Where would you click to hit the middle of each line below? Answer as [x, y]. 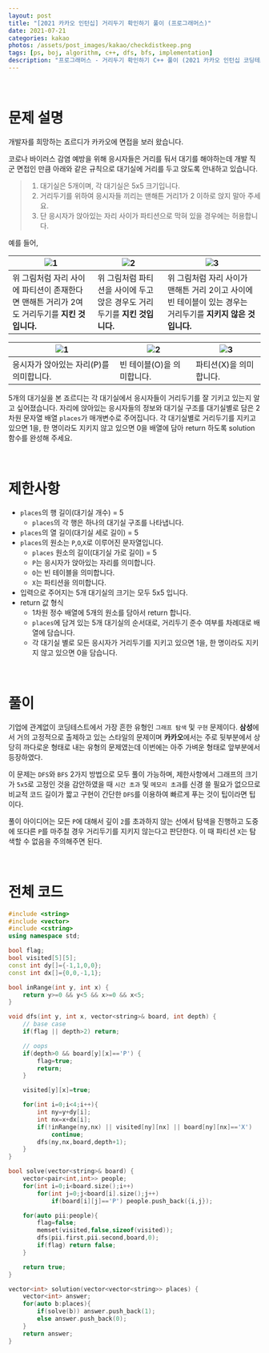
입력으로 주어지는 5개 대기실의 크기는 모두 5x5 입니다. [104, 592]
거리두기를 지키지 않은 [206, 314]
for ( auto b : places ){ [57, 1304]
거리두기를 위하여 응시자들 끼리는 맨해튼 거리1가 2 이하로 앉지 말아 [143, 195]
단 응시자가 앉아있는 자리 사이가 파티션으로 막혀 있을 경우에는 [135, 215]
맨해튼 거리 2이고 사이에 [210, 290]
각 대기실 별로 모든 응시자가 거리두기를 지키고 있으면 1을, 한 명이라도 [138, 642]
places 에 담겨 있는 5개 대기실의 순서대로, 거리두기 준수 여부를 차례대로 [142, 622]
